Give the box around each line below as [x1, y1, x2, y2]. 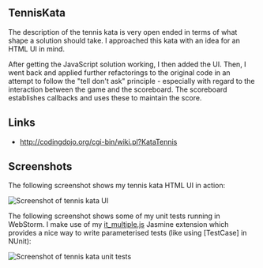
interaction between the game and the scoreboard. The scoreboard [8, 85, 227, 94]
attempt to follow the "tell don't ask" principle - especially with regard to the [8, 76, 255, 85]
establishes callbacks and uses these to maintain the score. [8, 92, 202, 102]
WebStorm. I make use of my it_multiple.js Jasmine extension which [8, 220, 229, 229]
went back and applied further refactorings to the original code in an [8, 67, 231, 77]
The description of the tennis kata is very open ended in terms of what [8, 27, 238, 36]
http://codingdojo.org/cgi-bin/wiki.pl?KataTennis [19, 137, 178, 146]
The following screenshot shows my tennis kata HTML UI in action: [8, 181, 226, 191]
